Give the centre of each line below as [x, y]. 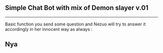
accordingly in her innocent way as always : [49, 29]
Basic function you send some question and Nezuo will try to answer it [75, 24]
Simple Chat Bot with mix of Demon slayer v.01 [77, 8]
